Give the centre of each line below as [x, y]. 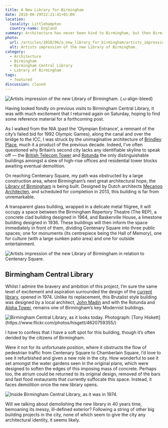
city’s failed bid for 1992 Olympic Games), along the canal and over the [78, 134]
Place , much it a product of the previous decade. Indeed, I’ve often [74, 144]
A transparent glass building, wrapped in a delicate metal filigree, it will [78, 206]
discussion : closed [25, 84]
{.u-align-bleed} [136, 99]
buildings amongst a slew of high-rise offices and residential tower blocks [81, 160]
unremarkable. [20, 197]
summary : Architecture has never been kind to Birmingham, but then [78, 33]
